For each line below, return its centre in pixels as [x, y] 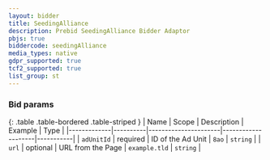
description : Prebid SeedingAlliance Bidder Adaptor [99, 31]
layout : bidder [34, 16]
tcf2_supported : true [45, 69]
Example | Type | [36, 130]
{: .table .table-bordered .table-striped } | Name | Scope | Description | [126, 121]
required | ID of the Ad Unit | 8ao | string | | [189, 139]
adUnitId [96, 139]
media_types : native [43, 53]
